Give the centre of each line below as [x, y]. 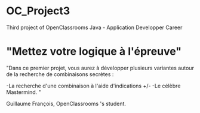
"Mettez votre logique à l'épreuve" [94, 51]
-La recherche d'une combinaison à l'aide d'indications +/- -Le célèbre [93, 86]
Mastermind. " [24, 92]
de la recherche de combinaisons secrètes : [60, 74]
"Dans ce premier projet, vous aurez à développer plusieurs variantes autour [100, 68]
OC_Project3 [38, 11]
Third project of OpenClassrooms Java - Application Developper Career [94, 27]
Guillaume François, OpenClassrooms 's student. [66, 103]
